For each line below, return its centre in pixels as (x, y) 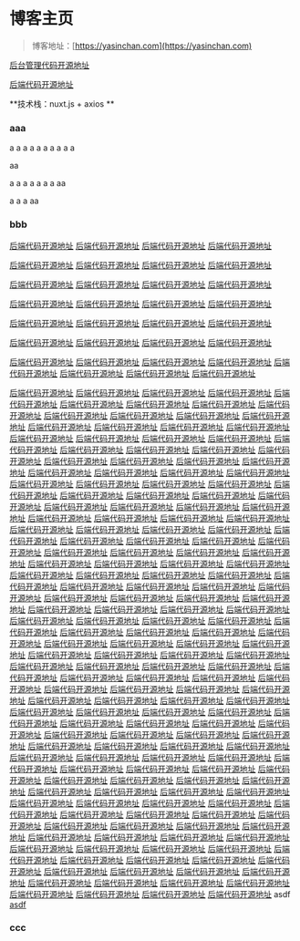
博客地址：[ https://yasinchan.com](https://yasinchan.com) (142, 46)
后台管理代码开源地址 (49, 65)
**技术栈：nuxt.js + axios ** (62, 103)
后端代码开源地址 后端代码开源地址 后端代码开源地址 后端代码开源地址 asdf (150, 894)
